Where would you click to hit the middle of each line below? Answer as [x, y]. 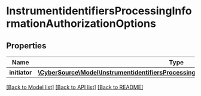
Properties [26, 46]
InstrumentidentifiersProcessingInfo [99, 11]
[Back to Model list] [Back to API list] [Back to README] [75, 87]
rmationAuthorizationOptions [81, 24]
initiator [21, 72]
